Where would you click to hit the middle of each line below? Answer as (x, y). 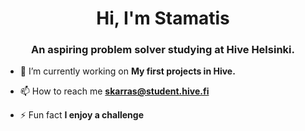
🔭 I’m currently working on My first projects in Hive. (127, 71)
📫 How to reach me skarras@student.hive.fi (114, 91)
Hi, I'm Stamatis (163, 18)
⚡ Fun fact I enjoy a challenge (81, 115)
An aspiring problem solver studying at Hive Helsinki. (163, 50)
